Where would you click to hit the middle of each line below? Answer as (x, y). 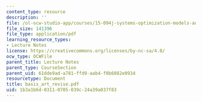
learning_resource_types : (38, 40)
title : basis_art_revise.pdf (43, 85)
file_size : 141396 (29, 28)
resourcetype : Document (36, 79)
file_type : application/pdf (41, 34)
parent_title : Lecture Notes (43, 62)
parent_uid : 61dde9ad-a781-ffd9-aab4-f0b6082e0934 (71, 73)
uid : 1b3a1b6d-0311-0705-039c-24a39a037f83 (62, 90)
